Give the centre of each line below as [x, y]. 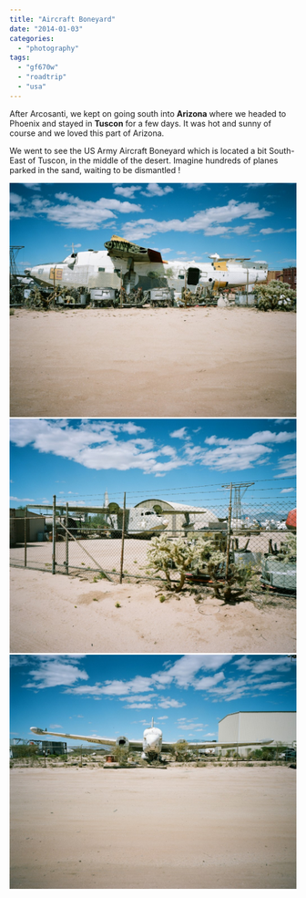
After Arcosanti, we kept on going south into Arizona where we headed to [148, 113]
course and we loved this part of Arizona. [87, 133]
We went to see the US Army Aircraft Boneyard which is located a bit [138, 150]
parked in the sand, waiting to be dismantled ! [95, 170]
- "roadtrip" [42, 77]
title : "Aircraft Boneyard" [63, 19]
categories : [32, 38]
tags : [20, 58]
